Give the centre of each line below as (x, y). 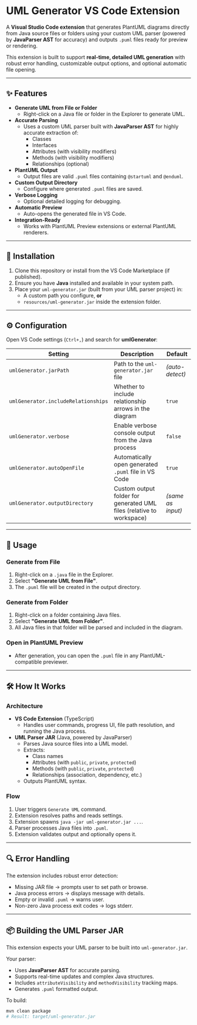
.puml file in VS (135, 472)
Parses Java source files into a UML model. (76, 744)
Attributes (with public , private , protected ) (84, 762)
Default (177, 354)
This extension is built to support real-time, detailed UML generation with (96, 57)
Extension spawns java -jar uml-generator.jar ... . (79, 821)
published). (28, 276)
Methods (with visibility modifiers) (73, 157)
